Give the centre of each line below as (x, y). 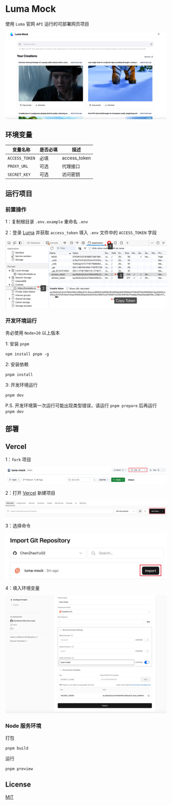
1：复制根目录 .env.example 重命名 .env (47, 222)
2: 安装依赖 (17, 364)
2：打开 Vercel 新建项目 (30, 493)
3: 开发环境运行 (21, 385)
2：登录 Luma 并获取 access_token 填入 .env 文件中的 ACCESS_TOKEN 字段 (81, 232)
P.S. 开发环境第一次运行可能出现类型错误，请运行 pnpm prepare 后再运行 (81, 406)
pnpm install (19, 375)
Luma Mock (31, 9)
